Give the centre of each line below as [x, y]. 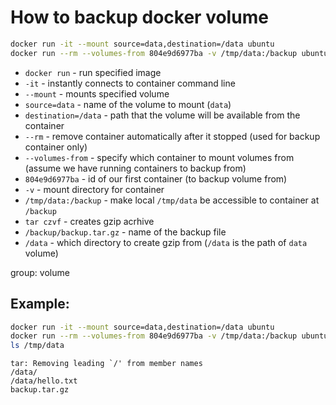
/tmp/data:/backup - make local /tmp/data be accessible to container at [172, 200]
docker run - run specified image [93, 72]
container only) [56, 147]
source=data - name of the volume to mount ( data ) [128, 104]
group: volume [40, 272]
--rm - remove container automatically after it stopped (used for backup [172, 136]
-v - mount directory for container [94, 189]
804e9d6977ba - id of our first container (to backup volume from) [156, 178]
